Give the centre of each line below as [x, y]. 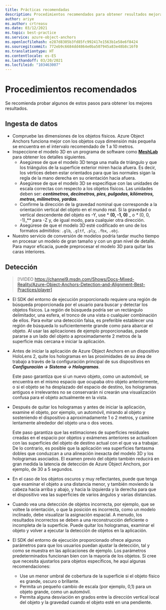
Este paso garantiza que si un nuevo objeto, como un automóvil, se [81, 376]
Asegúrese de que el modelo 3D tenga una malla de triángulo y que [88, 162]
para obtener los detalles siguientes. [49, 157]
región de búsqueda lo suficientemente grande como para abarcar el [83, 325]
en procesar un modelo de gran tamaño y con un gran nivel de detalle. [84, 241]
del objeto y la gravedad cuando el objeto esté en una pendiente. [86, 602]
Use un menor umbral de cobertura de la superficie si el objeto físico [90, 576]
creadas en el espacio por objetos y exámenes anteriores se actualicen [85, 437]
